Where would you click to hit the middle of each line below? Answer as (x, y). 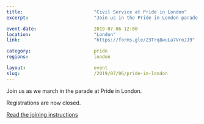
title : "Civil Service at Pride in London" (97, 12)
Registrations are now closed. (44, 103)
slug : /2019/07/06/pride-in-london (87, 73)
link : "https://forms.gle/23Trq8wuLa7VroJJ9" (101, 40)
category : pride (57, 51)
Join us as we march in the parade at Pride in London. (74, 91)
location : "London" (61, 34)
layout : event (57, 68)
